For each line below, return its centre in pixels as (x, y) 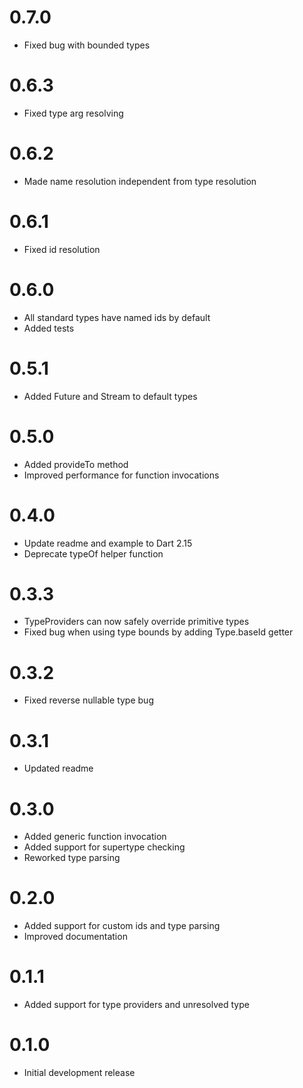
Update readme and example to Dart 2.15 (108, 543)
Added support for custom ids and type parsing (122, 926)
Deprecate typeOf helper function (93, 553)
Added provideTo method (76, 464)
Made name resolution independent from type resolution (140, 181)
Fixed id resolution (62, 249)
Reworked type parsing (72, 858)
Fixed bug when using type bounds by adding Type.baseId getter (158, 632)
